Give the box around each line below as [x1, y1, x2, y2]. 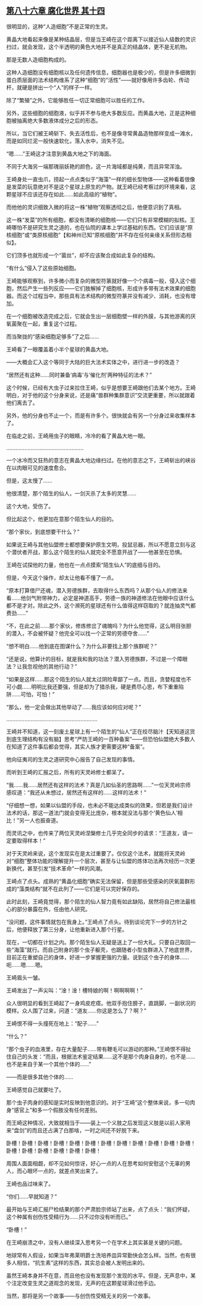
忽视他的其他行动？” [26, 663, 78, 670]
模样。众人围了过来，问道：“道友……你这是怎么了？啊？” [6, 1007, 147, 1014]
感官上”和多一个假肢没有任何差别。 [14, 1106, 101, 1114]
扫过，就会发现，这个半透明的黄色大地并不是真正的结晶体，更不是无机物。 [6, 43, 191, 50]
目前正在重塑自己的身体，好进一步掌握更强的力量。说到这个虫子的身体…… [6, 953, 189, 961]
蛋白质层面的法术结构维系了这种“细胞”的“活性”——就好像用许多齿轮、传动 [6, 76, 189, 83]
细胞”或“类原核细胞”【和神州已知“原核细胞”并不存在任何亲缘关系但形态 [11, 231, 186, 238]
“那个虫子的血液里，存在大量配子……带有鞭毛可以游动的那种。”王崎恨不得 [6, 1045, 186, 1052]
